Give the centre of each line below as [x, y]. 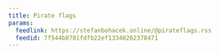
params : [21, 23]
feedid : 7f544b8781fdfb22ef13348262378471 [87, 38]
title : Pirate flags [43, 15]
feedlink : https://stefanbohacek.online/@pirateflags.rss [114, 30]
